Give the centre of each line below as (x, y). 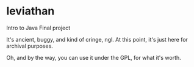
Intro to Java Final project (38, 28)
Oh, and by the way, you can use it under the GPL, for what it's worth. (94, 57)
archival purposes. (30, 46)
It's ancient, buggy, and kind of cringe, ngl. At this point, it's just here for (97, 39)
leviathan (31, 11)
